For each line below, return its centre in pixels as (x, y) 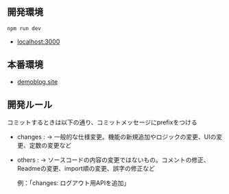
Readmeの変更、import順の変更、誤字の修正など (86, 169)
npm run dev (24, 28)
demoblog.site (37, 81)
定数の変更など (50, 145)
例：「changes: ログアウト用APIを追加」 (73, 183)
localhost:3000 (38, 41)
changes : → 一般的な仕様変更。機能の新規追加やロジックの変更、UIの (117, 137)
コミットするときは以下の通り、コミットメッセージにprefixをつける (102, 122)
